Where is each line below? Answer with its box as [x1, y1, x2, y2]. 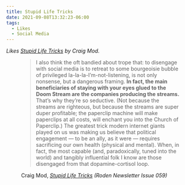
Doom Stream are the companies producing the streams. [35, 91, 180, 98]
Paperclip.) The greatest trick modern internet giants [35, 122, 165, 129]
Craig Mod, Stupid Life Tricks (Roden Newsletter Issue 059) [21, 172, 168, 179]
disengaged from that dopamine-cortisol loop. [35, 161, 150, 168]
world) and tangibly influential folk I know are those [35, 154, 162, 161]
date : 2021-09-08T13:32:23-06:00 [6, 14, 90, 20]
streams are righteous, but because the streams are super [35, 103, 179, 110]
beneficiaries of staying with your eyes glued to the [35, 84, 166, 91]
